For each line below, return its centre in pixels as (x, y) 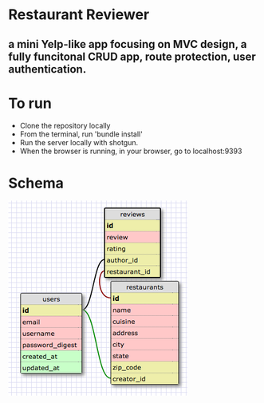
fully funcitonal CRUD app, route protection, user (132, 56)
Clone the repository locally (65, 125)
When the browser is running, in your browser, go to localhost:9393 (131, 151)
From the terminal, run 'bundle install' (81, 134)
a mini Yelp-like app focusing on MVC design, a (128, 44)
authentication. (47, 69)
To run (30, 103)
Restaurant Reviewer (79, 15)
